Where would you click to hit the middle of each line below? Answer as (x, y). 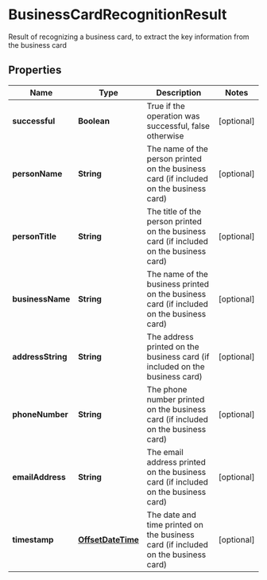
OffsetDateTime (108, 539)
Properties (35, 70)
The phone (167, 389)
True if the (166, 106)
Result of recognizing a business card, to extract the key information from (129, 37)
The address (170, 337)
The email (165, 452)
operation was (173, 115)
